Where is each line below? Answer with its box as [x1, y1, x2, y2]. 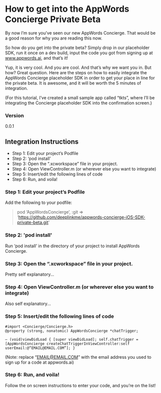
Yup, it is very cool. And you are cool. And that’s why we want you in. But [5, 65, 152, 70]
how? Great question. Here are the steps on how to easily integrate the [5, 69, 147, 75]
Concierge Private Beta [5, 14, 101, 25]
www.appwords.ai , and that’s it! [5, 55, 68, 61]
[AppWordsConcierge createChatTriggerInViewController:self [5, 341, 130, 346]
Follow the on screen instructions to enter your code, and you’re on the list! [5, 382, 156, 388]
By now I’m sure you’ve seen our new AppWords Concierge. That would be [5, 30, 156, 36]
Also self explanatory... [5, 301, 51, 306]
